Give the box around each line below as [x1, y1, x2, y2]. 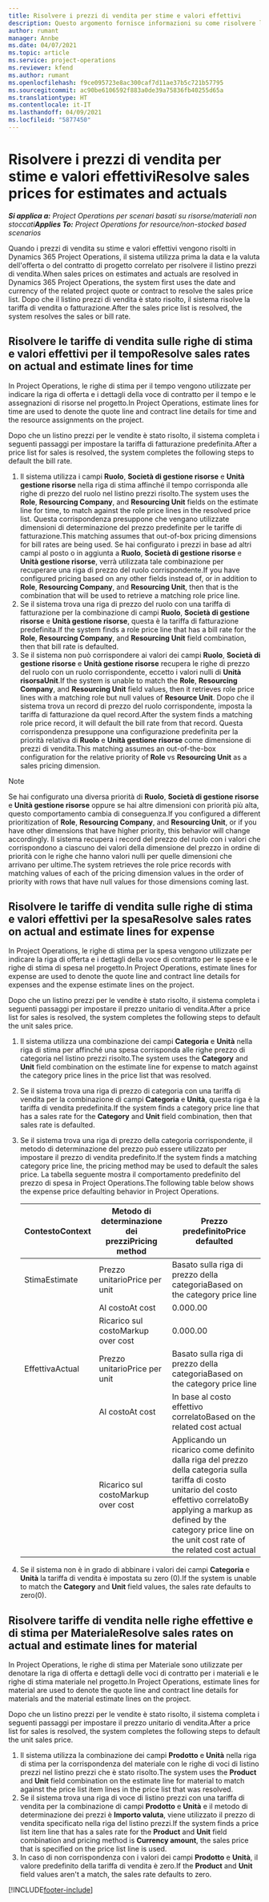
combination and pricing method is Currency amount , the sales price [19, 1836, 249, 1845]
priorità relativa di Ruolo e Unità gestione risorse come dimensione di [19, 735, 251, 744]
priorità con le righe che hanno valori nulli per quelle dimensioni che [8, 851, 232, 861]
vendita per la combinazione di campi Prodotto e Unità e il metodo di [19, 1802, 248, 1812]
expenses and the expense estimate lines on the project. [8, 980, 195, 989]
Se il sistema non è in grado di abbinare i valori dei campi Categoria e [19, 1565, 250, 1575]
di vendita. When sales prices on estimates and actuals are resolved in [8, 269, 239, 279]
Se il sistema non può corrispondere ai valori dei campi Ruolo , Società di [19, 650, 261, 660]
